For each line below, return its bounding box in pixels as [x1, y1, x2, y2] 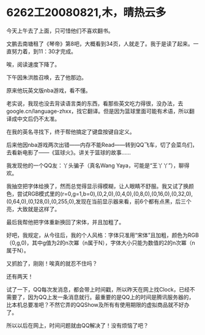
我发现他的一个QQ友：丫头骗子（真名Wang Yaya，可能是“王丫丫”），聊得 [6, 162, 190, 169]
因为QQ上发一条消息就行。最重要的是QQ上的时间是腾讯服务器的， [27, 293, 195, 301]
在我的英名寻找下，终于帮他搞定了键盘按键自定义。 [6, 128, 135, 135]
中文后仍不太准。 [17, 115, 60, 122]
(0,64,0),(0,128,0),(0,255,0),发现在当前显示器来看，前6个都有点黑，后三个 [6, 197, 192, 205]
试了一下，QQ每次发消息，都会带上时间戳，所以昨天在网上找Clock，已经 [6, 285, 190, 293]
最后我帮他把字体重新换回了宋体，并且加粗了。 [6, 218, 124, 225]
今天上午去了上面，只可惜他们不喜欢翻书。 [6, 27, 114, 34]
